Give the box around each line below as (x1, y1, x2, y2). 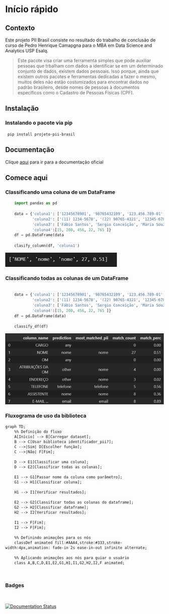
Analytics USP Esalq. (5, 48, 49, 53)
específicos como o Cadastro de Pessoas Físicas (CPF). (17, 90, 134, 95)
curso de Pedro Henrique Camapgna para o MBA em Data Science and (5, 42, 152, 48)
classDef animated (14, 540, 53, 545)
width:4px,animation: (5, 545, 51, 550)
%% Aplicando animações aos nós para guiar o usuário (14, 555, 129, 561)
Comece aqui (5, 173, 48, 182)
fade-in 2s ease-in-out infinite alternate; (52, 545, 147, 550)
